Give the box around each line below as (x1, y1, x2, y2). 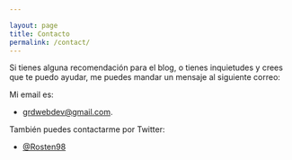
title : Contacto (9, 29, 70, 39)
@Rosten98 (22, 141, 66, 153)
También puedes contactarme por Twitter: (9, 124, 165, 135)
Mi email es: (9, 89, 54, 100)
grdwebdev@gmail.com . (22, 107, 114, 118)
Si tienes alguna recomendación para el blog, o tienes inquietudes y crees (9, 62, 283, 73)
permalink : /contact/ (9, 38, 91, 47)
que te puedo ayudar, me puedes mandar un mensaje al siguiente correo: (9, 72, 281, 83)
